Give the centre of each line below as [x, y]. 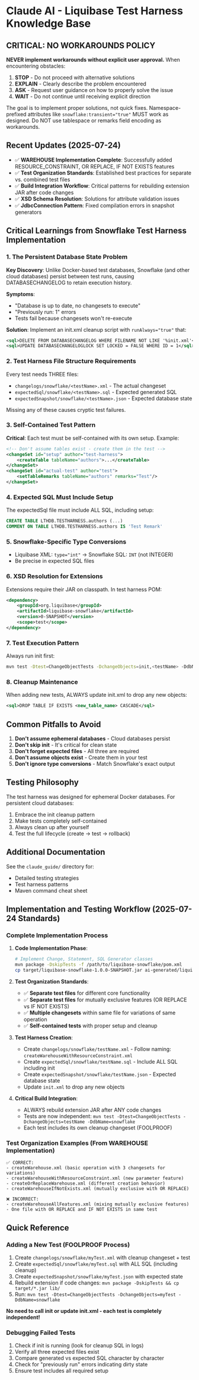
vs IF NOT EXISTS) [46, 1006]
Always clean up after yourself [52, 827]
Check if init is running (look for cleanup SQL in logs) [79, 1346]
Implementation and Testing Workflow [78, 909]
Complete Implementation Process [57, 935]
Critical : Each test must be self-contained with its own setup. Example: [93, 438]
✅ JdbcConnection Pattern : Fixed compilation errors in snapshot [94, 205]
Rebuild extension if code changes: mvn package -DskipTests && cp [97, 1283]
